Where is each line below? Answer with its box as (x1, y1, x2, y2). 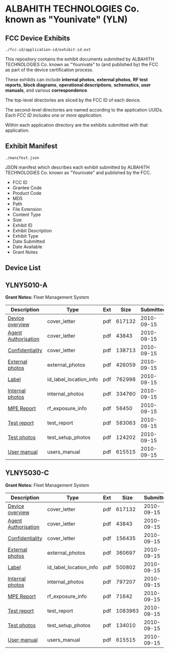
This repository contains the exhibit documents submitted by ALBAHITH (5, 56, 154, 62)
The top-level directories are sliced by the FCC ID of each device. (5, 97, 141, 103)
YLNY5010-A (5, 281, 48, 289)
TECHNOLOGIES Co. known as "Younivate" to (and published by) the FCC (5, 62, 158, 67)
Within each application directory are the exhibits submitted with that (5, 122, 148, 128)
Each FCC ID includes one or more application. (5, 112, 103, 118)
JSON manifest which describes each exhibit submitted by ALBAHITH (5, 164, 150, 170)
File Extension (12, 206, 42, 212)
